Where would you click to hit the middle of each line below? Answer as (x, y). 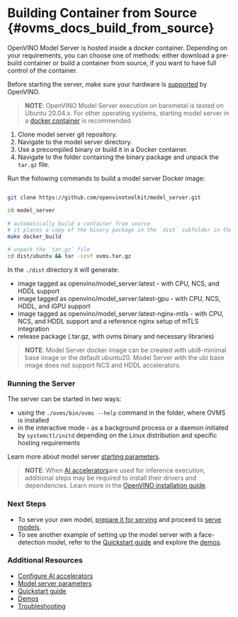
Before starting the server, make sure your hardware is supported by (107, 84)
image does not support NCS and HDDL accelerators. (103, 365)
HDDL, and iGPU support (54, 306)
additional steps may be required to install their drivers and (110, 478)
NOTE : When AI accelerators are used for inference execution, (115, 471)
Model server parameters (55, 583)
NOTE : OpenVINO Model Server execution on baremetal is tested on (124, 105)
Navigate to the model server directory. (75, 142)
